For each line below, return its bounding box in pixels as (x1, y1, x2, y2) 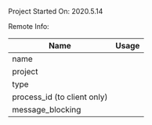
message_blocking (12, 105, 81, 115)
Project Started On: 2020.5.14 (8, 7, 103, 16)
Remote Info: (8, 22, 49, 30)
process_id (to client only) (12, 91, 108, 102)
